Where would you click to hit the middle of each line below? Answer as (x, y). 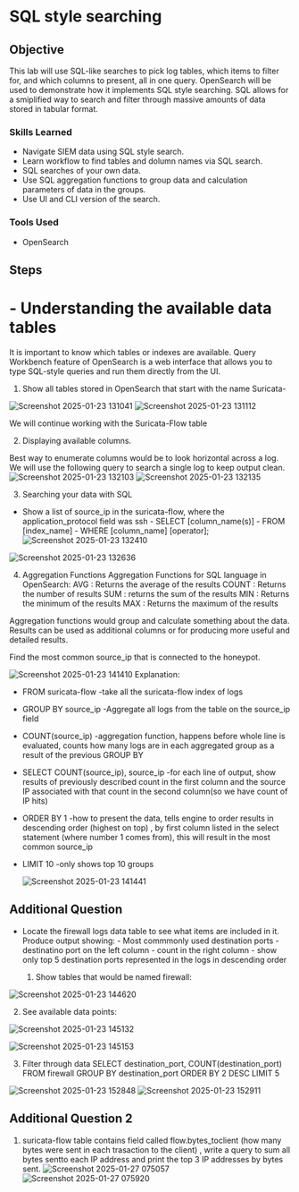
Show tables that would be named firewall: (113, 976)
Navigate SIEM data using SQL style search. (103, 152)
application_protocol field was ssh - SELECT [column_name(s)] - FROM (154, 521)
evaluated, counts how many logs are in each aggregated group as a (148, 745)
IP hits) (35, 800)
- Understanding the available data (141, 308)
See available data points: (70, 1011)
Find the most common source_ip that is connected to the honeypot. (135, 657)
